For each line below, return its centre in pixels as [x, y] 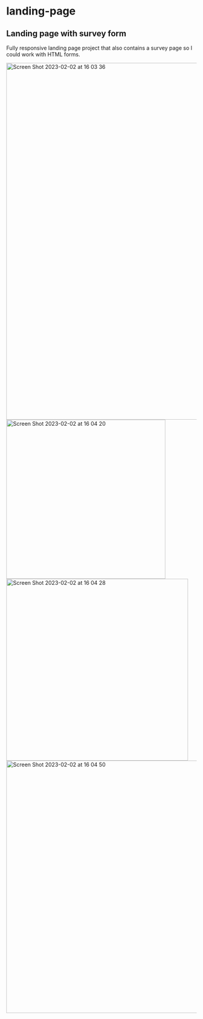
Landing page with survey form [66, 34]
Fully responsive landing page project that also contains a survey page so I [99, 48]
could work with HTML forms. [43, 54]
